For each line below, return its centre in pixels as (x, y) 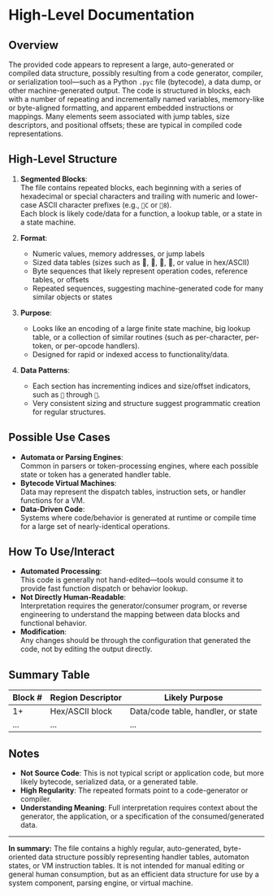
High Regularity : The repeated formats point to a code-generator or (134, 790)
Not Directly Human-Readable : (73, 597)
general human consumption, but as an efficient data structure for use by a (134, 874)
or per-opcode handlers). (98, 345)
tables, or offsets (61, 279)
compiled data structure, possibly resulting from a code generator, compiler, (136, 73)
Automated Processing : (61, 571)
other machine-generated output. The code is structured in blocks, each (130, 90)
